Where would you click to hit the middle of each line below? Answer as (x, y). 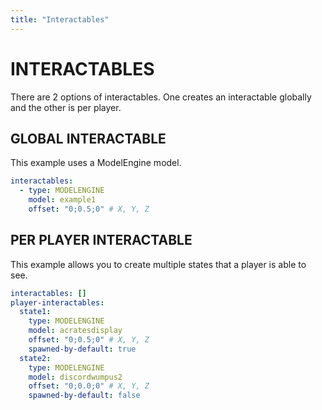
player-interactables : (57, 302)
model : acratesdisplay (75, 331)
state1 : (35, 312)
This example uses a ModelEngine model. (96, 163)
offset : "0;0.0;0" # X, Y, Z (89, 386)
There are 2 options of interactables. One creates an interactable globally (161, 97)
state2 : (35, 358)
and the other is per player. (66, 107)
